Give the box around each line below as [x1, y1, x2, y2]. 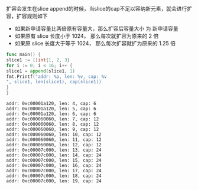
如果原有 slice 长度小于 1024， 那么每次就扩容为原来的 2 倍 [14, 32, 159, 40]
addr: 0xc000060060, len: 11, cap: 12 [6, 137, 102, 143]
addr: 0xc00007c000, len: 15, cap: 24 [6, 158, 102, 163]
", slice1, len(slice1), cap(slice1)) [6, 79, 102, 85]
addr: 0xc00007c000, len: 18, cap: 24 [6, 173, 102, 179]
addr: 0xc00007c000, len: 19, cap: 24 [6, 178, 102, 184]
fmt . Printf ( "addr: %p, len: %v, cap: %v [6, 73, 108, 80]
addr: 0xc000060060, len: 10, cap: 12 [6, 132, 102, 137]
